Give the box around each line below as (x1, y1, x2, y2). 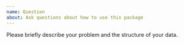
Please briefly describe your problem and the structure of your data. (6, 31, 178, 38)
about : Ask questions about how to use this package (6, 14, 144, 20)
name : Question (6, 8, 45, 15)
